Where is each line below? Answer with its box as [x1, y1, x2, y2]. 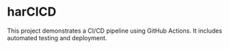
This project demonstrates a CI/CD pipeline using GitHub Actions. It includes [7, 27, 222, 35]
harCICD [7, 4, 57, 20]
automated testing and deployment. [7, 33, 107, 42]
